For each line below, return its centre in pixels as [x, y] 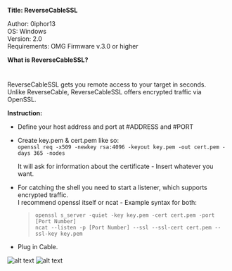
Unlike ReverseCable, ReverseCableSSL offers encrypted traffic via [104, 92]
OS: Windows [27, 31]
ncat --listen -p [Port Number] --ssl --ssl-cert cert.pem [123, 228]
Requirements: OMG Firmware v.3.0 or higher [73, 46]
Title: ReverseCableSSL [43, 10]
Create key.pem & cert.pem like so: [68, 141]
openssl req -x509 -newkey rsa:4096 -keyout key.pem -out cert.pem [118, 147]
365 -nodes [49, 153]
